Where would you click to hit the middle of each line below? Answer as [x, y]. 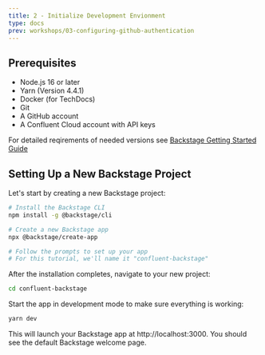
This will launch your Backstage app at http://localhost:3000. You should [128, 334]
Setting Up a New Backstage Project [100, 174]
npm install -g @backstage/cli [60, 215]
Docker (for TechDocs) [57, 99]
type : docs [26, 23]
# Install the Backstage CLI [57, 208]
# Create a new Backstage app [59, 229]
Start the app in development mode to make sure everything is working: [126, 304]
